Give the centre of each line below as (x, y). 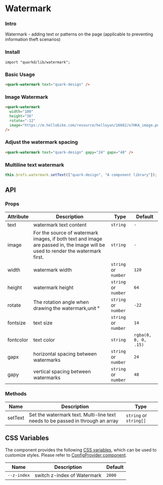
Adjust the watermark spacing (41, 142)
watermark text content (60, 224)
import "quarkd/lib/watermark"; (38, 62)
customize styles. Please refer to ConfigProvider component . (66, 455)
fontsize (16, 323)
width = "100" (22, 112)
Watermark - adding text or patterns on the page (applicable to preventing (79, 34)
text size (43, 323)
